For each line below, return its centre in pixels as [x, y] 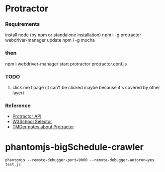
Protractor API [27, 116]
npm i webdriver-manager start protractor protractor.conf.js [66, 64]
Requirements [23, 24]
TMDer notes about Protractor [43, 127]
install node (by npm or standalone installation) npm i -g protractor [73, 35]
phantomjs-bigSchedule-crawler [75, 147]
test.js [13, 165]
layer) [18, 93]
